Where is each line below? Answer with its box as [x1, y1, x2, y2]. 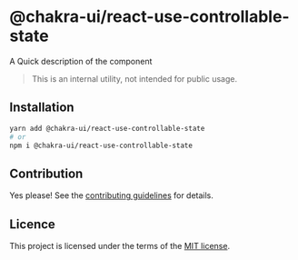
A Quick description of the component [9, 55, 153, 66]
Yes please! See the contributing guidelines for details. [9, 190, 214, 201]
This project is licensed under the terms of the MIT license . [9, 241, 230, 251]
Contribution [9, 165, 84, 181]
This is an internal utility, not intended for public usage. [31, 73, 238, 84]
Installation [9, 100, 74, 115]
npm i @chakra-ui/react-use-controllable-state [9, 141, 194, 150]
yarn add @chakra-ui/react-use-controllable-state [9, 124, 205, 133]
